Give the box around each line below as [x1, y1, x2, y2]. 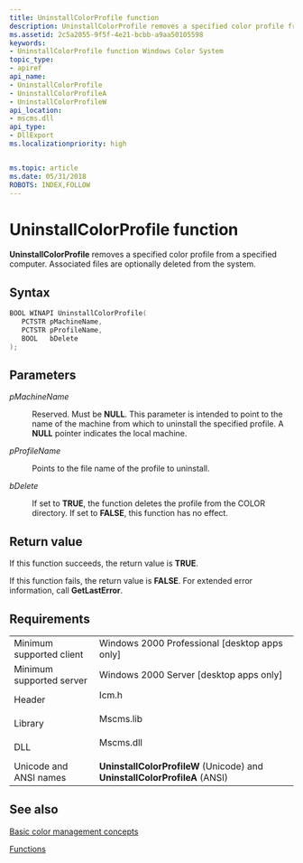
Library [14, 717, 44, 729]
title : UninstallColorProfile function [9, 13, 160, 23]
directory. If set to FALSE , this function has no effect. [32, 508, 228, 519]
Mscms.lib [98, 712, 142, 725]
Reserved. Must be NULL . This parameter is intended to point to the [32, 408, 283, 420]
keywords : [9, 38, 47, 48]
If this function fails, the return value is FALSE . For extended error [9, 576, 253, 586]
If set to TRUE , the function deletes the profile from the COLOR [32, 498, 266, 509]
